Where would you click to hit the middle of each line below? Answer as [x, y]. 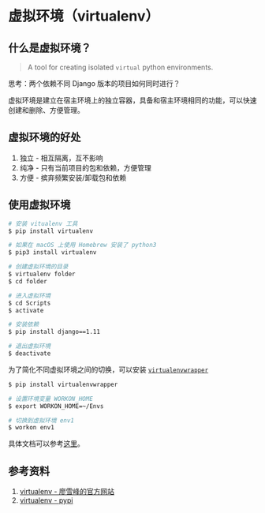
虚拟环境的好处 [45, 138]
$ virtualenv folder [42, 274]
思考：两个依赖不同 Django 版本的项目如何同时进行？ [94, 83]
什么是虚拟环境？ [50, 48]
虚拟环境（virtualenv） [84, 16]
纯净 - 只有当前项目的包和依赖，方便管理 [86, 167]
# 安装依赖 [24, 324]
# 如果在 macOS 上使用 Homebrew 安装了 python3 [82, 245]
